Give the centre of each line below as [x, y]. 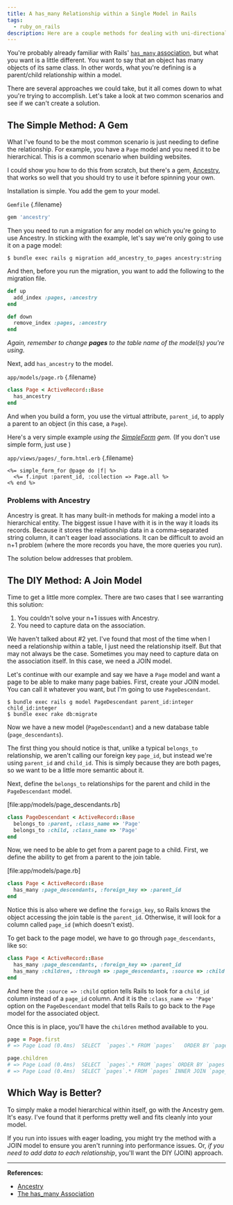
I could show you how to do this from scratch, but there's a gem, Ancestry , [114, 170]
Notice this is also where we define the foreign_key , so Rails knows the [109, 910]
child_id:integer [32, 708]
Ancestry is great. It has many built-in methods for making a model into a [111, 516]
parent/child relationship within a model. [64, 75]
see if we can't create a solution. [54, 103]
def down [20, 317]
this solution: [25, 604]
